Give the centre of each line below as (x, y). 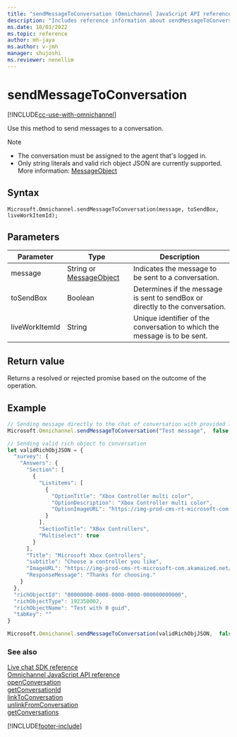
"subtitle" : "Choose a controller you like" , (94, 562)
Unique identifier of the (171, 318)
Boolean (81, 298)
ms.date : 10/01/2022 (38, 27)
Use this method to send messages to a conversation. (85, 128)
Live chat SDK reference (43, 667)
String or (81, 269)
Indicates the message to (175, 269)
